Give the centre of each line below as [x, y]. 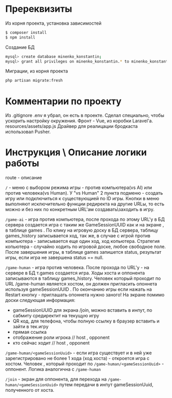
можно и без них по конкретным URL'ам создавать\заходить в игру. [80, 210]
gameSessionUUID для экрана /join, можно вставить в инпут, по [82, 310]
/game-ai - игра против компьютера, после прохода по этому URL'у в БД [85, 219]
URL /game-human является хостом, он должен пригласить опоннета [81, 284]
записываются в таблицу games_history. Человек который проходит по [83, 278]
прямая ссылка [30, 332]
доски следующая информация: [40, 300]
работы [22, 164]
